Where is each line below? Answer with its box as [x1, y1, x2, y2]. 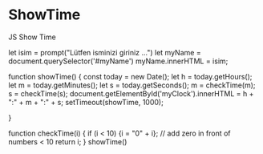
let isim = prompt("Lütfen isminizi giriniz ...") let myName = [8, 47, 202, 57]
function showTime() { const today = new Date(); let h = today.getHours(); [8, 71, 253, 81]
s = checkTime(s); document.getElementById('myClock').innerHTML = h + [8, 88, 254, 98]
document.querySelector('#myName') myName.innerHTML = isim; [8, 56, 229, 66]
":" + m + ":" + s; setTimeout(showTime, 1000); [8, 97, 164, 107]
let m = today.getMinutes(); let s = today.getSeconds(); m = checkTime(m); [8, 80, 256, 90]
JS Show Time [8, 32, 56, 42]
